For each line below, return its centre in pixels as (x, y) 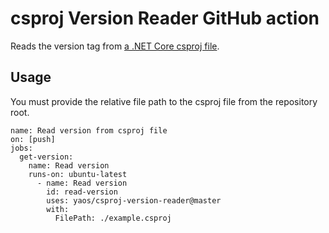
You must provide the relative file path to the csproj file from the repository (164, 101)
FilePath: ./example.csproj (113, 218)
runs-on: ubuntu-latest (78, 174)
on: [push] (33, 139)
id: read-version (82, 192)
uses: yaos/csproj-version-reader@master (134, 200)
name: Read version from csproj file (89, 130)
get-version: (46, 157)
